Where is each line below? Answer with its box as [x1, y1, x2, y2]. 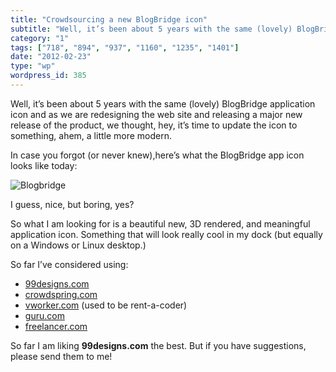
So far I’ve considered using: [10, 258, 129, 270]
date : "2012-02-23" [10, 52, 92, 62]
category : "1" [10, 33, 70, 43]
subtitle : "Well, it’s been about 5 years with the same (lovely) [10, 24, 293, 34]
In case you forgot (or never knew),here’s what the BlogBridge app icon [10, 149, 305, 161]
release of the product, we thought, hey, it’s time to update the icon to [10, 119, 298, 131]
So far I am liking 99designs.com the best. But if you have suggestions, [10, 339, 307, 351]
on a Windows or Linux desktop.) [10, 239, 147, 251]
